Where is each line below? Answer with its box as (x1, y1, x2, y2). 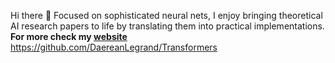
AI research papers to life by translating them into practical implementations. (10, 20, 325, 32)
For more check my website (10, 31, 128, 42)
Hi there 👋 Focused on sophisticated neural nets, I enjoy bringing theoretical (10, 10, 323, 21)
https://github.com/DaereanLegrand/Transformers (10, 41, 218, 53)
